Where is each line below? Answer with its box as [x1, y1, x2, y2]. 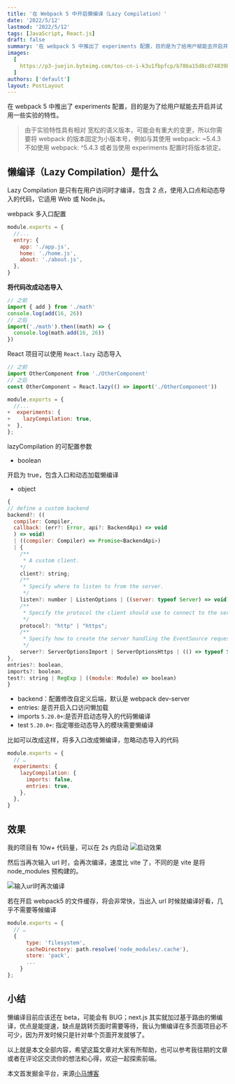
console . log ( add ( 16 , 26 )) [7, 310, 83, 317]
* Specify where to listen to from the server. [22, 583, 164, 590]
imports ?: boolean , [7, 668, 64, 675]
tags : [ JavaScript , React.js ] [7, 29, 96, 37]
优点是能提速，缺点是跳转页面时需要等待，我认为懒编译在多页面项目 [19, 1022, 215, 1030]
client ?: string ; [20, 570, 71, 577]
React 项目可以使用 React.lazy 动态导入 [7, 350, 122, 358]
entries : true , [25, 782, 71, 790]
